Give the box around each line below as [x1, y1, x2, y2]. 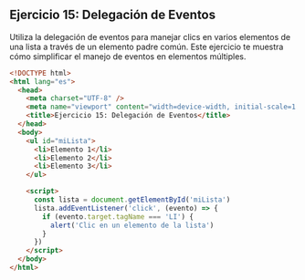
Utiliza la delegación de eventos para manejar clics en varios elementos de [9, 31, 290, 42]
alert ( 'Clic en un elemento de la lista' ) [49, 221, 215, 230]
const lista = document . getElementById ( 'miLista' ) [33, 195, 231, 204]
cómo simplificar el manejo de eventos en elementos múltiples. [9, 50, 247, 62]
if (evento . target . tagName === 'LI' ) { [42, 212, 195, 222]
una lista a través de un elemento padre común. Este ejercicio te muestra [9, 41, 284, 52]
